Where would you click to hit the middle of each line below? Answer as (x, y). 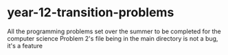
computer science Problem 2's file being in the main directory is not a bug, (113, 38)
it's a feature (25, 45)
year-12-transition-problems (91, 13)
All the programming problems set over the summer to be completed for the (114, 31)
